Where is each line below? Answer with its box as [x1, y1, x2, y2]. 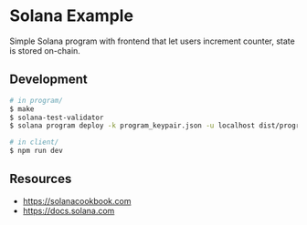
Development [9, 72, 89, 87]
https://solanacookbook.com [22, 195, 132, 206]
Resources [9, 171, 72, 187]
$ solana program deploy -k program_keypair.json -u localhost [9, 121, 256, 130]
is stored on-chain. [9, 45, 80, 56]
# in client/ [9, 138, 59, 147]
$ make [9, 104, 35, 114]
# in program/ [9, 96, 64, 105]
